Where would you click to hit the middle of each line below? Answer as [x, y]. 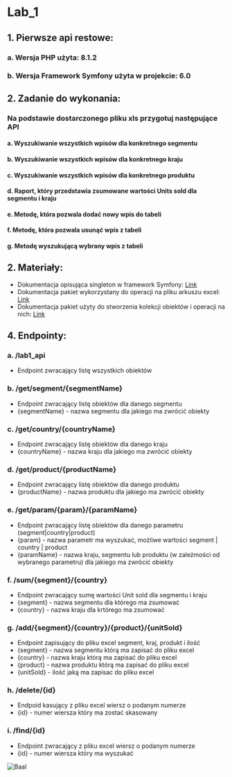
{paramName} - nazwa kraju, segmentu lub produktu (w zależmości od [118, 554]
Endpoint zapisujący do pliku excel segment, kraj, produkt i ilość [109, 643]
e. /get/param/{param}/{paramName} [72, 510]
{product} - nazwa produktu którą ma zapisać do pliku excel [103, 665]
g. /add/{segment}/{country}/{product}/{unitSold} [95, 627]
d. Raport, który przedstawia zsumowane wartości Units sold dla [102, 191]
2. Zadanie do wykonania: [64, 98]
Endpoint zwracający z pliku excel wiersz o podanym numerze [106, 746]
